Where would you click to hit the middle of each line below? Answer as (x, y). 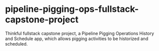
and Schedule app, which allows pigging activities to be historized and (77, 39)
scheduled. (17, 44)
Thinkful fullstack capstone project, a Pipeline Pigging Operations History (80, 33)
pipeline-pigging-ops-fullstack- (72, 9)
